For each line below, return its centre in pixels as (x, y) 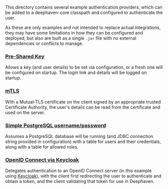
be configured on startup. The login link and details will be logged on (76, 72)
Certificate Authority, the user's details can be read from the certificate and (83, 107)
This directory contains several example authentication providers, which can (84, 7)
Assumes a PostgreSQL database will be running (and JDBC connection (79, 136)
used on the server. (25, 112)
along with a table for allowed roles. (42, 146)
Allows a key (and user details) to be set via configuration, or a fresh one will (84, 67)
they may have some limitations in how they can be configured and (74, 33)
